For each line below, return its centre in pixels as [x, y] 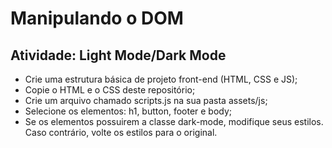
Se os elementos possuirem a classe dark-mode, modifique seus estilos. [174, 121]
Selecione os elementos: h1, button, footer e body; [128, 111]
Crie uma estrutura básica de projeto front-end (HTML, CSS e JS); [161, 79]
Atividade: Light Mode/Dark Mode [118, 55]
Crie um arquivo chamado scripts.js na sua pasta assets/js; [146, 100]
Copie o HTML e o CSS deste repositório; [110, 90]
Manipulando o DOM [97, 18]
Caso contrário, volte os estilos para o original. [121, 132]
